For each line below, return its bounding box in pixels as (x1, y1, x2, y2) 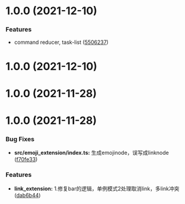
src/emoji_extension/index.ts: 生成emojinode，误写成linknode (14, 149, 170, 157)
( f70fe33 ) (14, 156, 38, 163)
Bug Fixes (5, 135, 35, 143)
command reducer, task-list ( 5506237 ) (14, 39, 109, 46)
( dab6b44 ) (14, 192, 41, 199)
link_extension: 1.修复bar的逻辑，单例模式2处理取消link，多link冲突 (14, 185, 180, 192)
